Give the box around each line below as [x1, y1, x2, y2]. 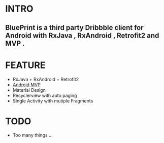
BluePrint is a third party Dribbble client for [5, 23, 144, 32]
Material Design [12, 87, 46, 93]
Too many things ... [12, 132, 53, 138]
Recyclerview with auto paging [12, 92, 77, 98]
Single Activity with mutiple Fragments [12, 97, 93, 104]
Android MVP [12, 82, 41, 88]
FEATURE [5, 59, 46, 71]
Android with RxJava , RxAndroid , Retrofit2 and [5, 31, 159, 40]
